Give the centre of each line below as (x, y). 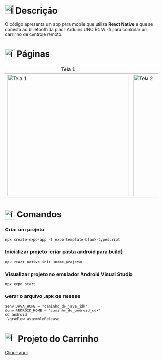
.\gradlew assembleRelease (32, 319)
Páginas (33, 54)
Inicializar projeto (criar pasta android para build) (64, 252)
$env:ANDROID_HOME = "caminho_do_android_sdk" (53, 311)
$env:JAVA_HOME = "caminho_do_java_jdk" (47, 306)
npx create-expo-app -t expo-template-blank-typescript (63, 240)
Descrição (36, 11)
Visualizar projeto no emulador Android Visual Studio (69, 274)
